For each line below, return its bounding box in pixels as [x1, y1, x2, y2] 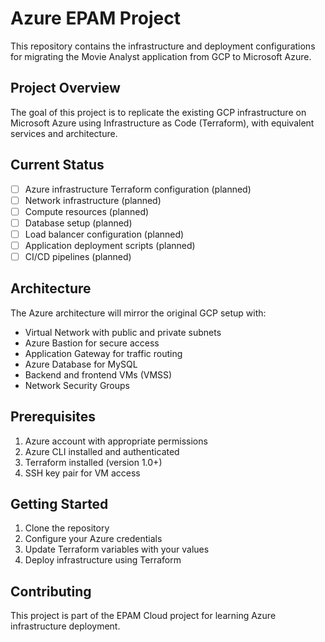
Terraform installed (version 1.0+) [24, 456, 163, 468]
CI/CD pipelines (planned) [24, 250, 132, 262]
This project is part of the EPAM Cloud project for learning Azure [10, 610, 277, 622]
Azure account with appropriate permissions [24, 435, 208, 447]
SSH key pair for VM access [24, 467, 141, 479]
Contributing [10, 583, 92, 600]
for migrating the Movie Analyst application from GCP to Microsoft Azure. [10, 50, 312, 62]
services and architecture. [10, 127, 118, 139]
